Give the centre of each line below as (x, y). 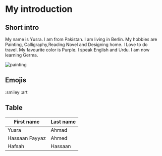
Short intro (22, 27)
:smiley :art (17, 92)
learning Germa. (22, 55)
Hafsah (16, 146)
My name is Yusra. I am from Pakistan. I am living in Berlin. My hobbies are (81, 39)
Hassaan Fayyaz (27, 138)
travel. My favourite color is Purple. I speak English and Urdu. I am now (77, 50)
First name (27, 121)
